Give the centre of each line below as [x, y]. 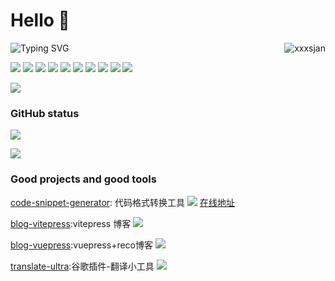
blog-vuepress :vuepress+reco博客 [81, 245]
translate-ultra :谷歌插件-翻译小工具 [82, 266]
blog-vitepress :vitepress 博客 [71, 223]
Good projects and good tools [83, 179]
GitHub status [45, 113]
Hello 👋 [40, 20]
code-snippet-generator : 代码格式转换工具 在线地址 [122, 202]
